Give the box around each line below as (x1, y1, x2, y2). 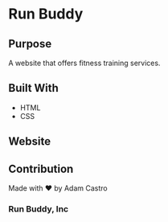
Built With (8, 81, 59, 95)
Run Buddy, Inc (8, 203, 69, 214)
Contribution (8, 162, 74, 175)
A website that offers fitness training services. (8, 58, 161, 68)
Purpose (8, 37, 52, 51)
